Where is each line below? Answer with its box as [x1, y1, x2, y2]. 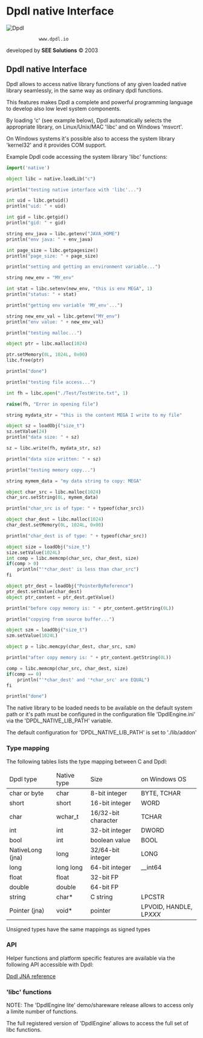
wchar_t [56, 812, 79, 820]
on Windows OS [141, 774, 187, 783]
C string [90, 893, 113, 901]
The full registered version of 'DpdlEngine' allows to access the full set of [6, 1020, 189, 1027]
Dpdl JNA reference [6, 973, 56, 980]
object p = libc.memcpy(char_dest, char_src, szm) [6, 644, 137, 650]
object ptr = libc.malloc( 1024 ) [6, 341, 88, 347]
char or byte [9, 789, 44, 797]
